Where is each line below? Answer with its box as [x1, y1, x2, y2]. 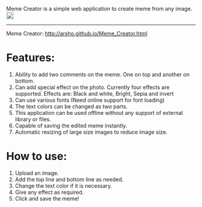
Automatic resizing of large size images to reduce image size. [14, 128, 168, 135]
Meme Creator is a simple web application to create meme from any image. [6, 5, 192, 12]
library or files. [14, 116, 51, 123]
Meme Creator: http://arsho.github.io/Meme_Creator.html [6, 30, 147, 37]
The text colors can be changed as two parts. [14, 102, 128, 110]
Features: [6, 51, 55, 65]
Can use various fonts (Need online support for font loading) [14, 96, 165, 103]
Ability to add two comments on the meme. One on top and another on [14, 70, 190, 78]
